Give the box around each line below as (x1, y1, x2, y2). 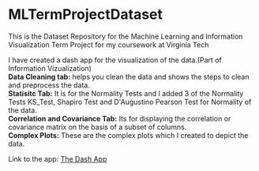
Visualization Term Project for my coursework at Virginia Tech (8, 39, 209, 49)
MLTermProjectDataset (8, 6, 163, 24)
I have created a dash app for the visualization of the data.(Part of (8, 55, 223, 65)
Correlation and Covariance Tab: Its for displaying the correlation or (8, 113, 231, 123)
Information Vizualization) (8, 63, 92, 72)
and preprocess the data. (8, 80, 91, 90)
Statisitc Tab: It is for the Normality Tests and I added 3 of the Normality (8, 88, 244, 98)
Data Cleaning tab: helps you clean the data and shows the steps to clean (8, 72, 250, 81)
